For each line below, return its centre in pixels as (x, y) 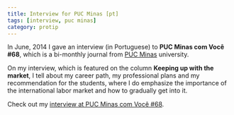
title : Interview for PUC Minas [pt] (63, 14)
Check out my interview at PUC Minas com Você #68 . (86, 104)
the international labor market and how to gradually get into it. (97, 91)
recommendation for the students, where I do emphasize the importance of (117, 83)
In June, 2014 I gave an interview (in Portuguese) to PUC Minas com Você (116, 47)
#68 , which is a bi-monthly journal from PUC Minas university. (98, 54)
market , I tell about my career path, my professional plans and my (104, 75)
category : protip (33, 27)
